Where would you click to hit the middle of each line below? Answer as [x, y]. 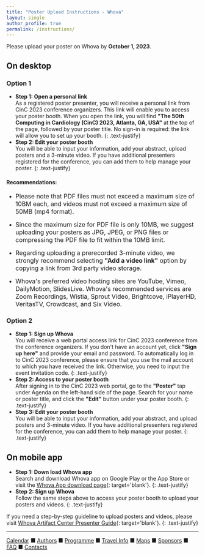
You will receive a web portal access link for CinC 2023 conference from [106, 340]
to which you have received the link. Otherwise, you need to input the [103, 366]
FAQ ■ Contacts [27, 547]
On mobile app [34, 457]
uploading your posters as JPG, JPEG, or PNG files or [92, 232]
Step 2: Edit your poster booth [54, 142]
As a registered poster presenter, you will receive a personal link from [103, 103]
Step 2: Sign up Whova [45, 492]
